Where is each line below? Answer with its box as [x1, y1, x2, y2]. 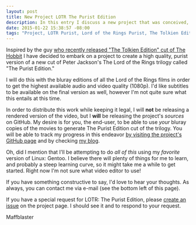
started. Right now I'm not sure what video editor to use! [6, 167, 141, 174]
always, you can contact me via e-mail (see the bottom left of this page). [6, 185, 181, 192]
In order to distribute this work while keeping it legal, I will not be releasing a [6, 106, 190, 113]
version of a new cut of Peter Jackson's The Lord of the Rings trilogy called [6, 59, 188, 66]
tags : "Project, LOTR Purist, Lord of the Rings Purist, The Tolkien [6, 30, 179, 36]
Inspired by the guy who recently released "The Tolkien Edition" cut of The [6, 46, 185, 53]
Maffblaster [6, 214, 34, 221]
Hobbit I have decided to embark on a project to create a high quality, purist [6, 53, 188, 60]
